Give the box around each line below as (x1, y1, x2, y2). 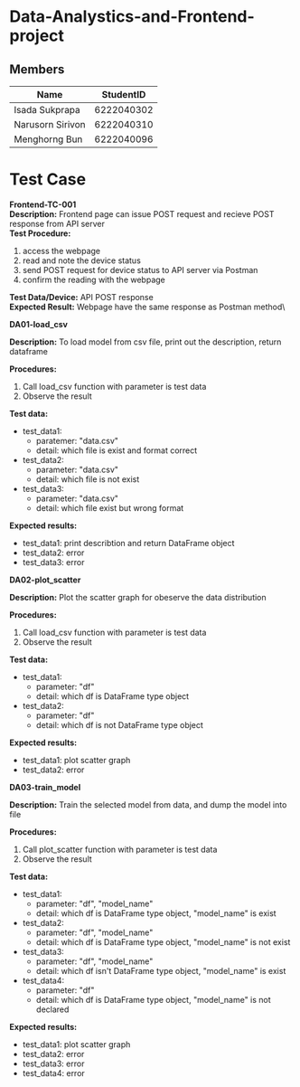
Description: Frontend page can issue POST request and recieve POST (9, 208, 275, 219)
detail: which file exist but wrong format (35, 502, 184, 513)
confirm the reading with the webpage (22, 274, 165, 285)
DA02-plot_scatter (9, 574, 81, 585)
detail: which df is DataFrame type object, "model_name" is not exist (35, 936, 291, 947)
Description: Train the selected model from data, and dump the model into (9, 799, 287, 810)
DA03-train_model (9, 781, 81, 792)
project (9, 25, 65, 46)
